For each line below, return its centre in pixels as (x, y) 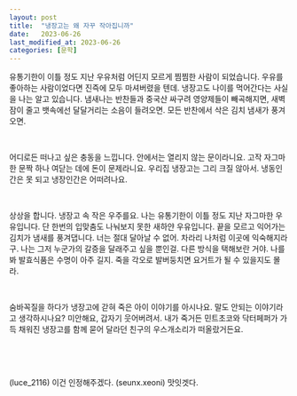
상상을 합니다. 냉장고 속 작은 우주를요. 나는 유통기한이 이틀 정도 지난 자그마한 (141, 216)
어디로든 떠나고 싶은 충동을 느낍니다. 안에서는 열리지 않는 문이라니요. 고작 (136, 157)
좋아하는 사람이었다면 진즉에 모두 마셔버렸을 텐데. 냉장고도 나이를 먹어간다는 (141, 88)
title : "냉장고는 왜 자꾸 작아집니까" (72, 26)
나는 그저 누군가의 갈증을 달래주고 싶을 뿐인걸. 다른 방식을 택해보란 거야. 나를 (153, 249)
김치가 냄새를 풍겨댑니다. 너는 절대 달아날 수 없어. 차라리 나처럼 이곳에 (129, 238)
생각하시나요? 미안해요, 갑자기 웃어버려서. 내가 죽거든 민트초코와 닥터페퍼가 (148, 318)
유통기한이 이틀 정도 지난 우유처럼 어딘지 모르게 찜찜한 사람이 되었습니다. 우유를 (146, 77)
